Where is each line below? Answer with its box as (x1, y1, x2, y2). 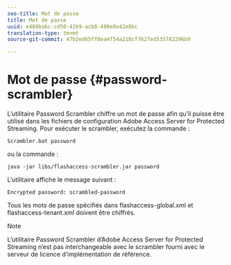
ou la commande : (7, 150, 59, 158)
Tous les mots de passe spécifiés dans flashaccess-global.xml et (7, 201, 194, 210)
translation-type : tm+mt (7, 29, 79, 37)
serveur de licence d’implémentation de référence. (7, 250, 152, 259)
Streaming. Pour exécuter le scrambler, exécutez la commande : (7, 124, 190, 132)
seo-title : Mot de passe (7, 10, 79, 17)
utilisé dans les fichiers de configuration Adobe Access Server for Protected (7, 117, 225, 126)
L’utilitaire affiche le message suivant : (7, 176, 117, 184)
